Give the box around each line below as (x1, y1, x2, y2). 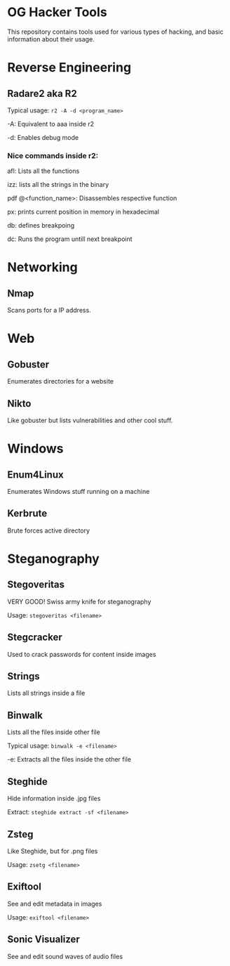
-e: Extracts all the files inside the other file (7, 755, 132, 764)
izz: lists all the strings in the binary (7, 181, 109, 189)
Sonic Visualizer (7, 934, 81, 946)
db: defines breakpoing (7, 221, 75, 230)
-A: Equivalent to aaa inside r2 (7, 119, 95, 128)
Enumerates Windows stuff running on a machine (7, 488, 150, 496)
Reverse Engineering (7, 60, 132, 76)
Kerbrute (7, 507, 48, 520)
